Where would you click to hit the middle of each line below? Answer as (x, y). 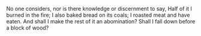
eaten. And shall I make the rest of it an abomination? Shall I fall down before (101, 21)
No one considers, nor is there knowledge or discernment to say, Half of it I (99, 9)
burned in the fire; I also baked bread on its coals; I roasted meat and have (98, 15)
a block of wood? (28, 28)
